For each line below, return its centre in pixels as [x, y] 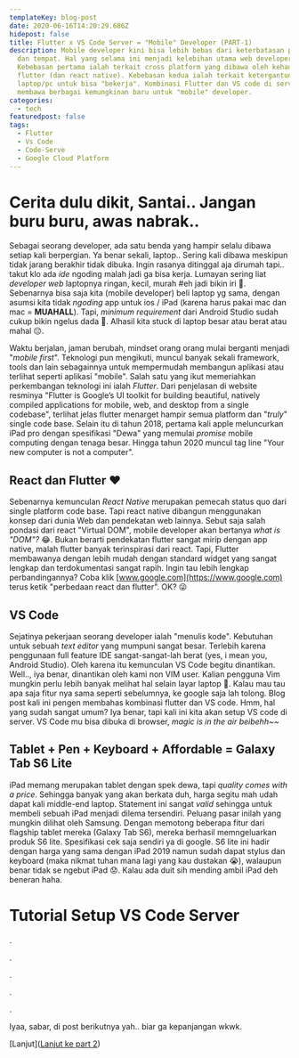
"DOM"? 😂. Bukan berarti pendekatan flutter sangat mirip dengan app [138, 540]
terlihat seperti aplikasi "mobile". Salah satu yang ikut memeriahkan [133, 377]
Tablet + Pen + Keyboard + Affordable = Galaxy [142, 749]
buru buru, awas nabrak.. [105, 221]
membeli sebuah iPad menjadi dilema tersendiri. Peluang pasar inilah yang [145, 813]
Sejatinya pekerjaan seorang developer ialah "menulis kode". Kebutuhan [141, 637]
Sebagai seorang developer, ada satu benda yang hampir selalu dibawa [140, 246]
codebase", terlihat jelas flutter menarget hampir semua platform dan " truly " [148, 414]
